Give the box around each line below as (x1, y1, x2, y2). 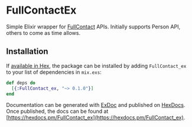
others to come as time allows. (6, 29, 81, 36)
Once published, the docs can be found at (6, 108, 109, 115)
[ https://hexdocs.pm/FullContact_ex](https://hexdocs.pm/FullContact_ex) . (6, 114, 186, 121)
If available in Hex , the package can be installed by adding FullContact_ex (6, 62, 187, 69)
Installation (6, 47, 48, 57)
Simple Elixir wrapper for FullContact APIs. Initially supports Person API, (6, 23, 181, 30)
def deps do (6, 80, 35, 86)
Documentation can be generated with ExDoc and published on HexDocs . (6, 102, 186, 109)
